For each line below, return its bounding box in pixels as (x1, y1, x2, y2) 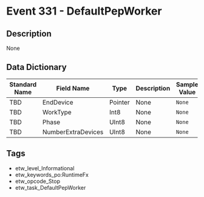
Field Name (56, 84, 90, 92)
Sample (175, 80, 199, 89)
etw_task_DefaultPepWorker (15, 184, 86, 191)
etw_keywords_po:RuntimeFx (15, 171, 89, 178)
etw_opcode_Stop (15, 178, 61, 185)
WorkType (42, 108, 72, 116)
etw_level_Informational (15, 164, 75, 171)
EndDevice (42, 98, 74, 106)
